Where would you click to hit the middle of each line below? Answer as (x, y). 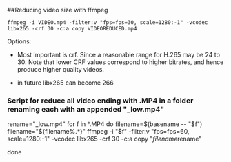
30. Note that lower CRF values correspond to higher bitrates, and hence (120, 62)
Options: (19, 41)
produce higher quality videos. (61, 69)
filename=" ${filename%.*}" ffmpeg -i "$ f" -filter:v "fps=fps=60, (98, 132)
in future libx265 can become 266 (65, 83)
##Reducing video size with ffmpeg (58, 10)
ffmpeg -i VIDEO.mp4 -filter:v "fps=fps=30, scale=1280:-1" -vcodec (108, 23)
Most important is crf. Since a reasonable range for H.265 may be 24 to (119, 55)
